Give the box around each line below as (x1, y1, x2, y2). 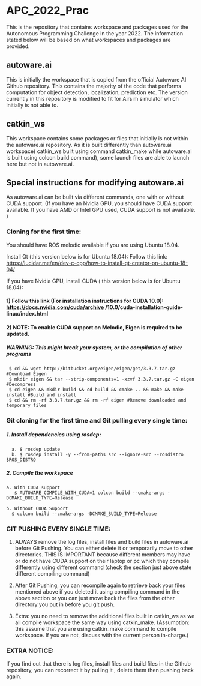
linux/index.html (6, 310, 49, 317)
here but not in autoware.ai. (6, 160, 74, 167)
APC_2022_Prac (6, 4, 89, 17)
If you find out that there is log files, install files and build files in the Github (6, 660, 191, 667)
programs (6, 351, 32, 358)
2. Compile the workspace (6, 469, 73, 477)
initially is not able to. (6, 101, 59, 109)
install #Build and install (6, 391, 77, 398)
